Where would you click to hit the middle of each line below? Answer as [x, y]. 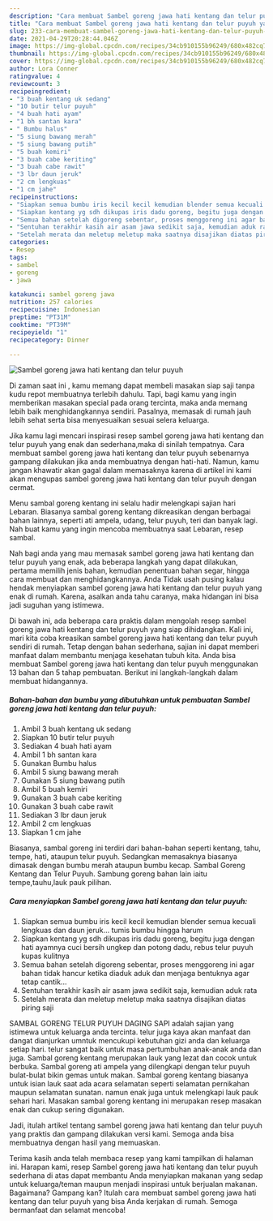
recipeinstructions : [44, 197]
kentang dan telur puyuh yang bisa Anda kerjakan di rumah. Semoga [124, 1202]
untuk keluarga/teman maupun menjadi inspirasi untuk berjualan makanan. [134, 1184]
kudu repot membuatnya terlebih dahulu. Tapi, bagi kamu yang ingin [123, 394]
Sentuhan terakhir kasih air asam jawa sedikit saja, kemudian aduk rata [139, 991]
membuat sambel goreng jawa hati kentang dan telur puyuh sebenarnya [129, 453]
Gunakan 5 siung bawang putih [73, 780]
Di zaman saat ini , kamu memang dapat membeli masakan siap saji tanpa [132, 385]
